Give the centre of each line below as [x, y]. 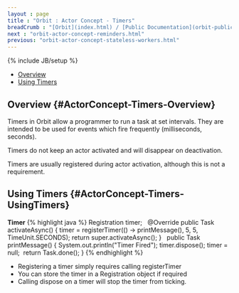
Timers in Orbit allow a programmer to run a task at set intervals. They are [116, 121]
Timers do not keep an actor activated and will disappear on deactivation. [115, 150]
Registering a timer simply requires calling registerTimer [100, 266]
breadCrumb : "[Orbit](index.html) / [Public [76, 27]
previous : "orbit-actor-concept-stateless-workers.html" [94, 41]
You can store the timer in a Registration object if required [102, 274]
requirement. [26, 171]
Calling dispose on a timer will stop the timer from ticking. [102, 281]
